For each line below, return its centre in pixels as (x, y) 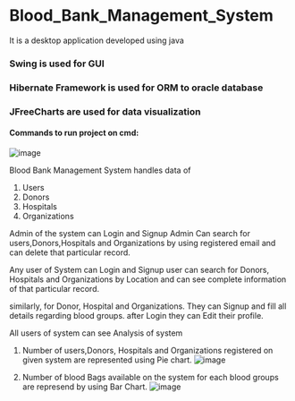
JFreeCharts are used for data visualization (105, 111)
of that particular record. (55, 288)
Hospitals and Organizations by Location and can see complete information (148, 279)
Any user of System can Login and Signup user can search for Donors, (139, 269)
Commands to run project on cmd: (74, 133)
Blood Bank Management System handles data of (100, 170)
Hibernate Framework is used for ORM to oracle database (136, 88)
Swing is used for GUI (57, 64)
